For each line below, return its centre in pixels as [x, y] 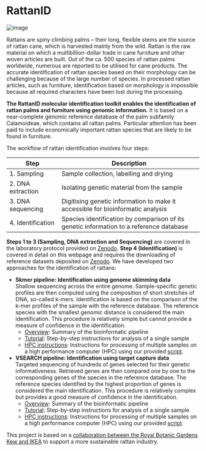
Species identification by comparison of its [123, 218]
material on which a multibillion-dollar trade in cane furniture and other [96, 52]
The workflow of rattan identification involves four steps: [78, 148]
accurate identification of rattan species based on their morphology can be [101, 72]
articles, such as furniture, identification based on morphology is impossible [102, 85]
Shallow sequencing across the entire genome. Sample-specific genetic [106, 286]
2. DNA [20, 183]
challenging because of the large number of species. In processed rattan [98, 79]
